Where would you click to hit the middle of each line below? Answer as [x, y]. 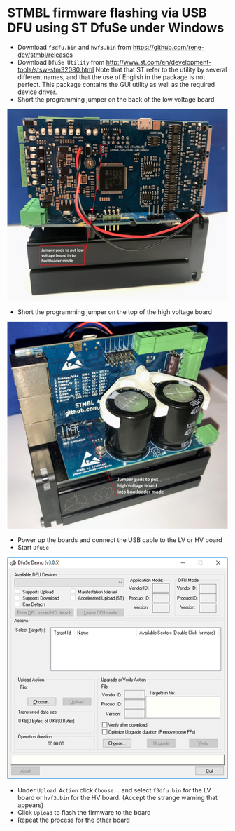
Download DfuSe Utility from [61, 62]
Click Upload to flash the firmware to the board [84, 812]
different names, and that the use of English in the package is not [111, 77]
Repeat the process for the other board [74, 820]
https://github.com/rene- [169, 47]
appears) [30, 805]
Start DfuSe [33, 547]
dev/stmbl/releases [45, 55]
